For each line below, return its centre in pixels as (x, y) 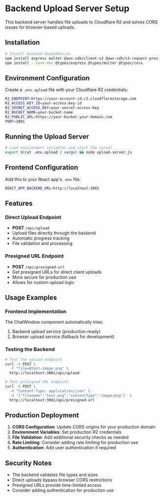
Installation (22, 43)
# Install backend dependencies (38, 54)
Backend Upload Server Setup (67, 9)
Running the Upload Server (47, 136)
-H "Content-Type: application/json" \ (50, 391)
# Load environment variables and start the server (59, 148)
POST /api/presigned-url (38, 267)
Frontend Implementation (36, 311)
